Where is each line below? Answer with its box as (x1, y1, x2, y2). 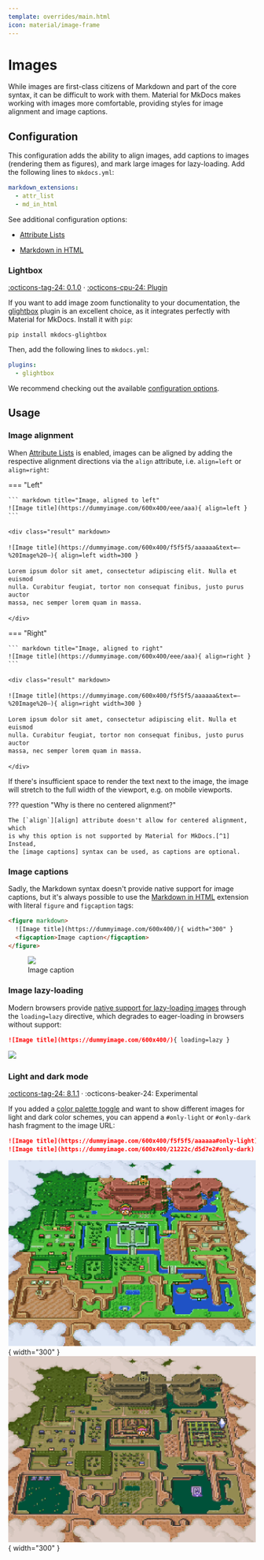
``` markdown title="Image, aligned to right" (8, 644, 163, 652)
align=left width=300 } (60, 552, 139, 559)
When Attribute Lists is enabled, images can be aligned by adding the (8, 448, 233, 457)
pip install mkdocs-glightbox (8, 331, 108, 339)
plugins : (8, 361, 37, 370)
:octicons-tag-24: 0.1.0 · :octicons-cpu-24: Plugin (8, 283, 168, 292)
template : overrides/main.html (8, 13, 111, 20)
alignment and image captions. (8, 107, 108, 117)
